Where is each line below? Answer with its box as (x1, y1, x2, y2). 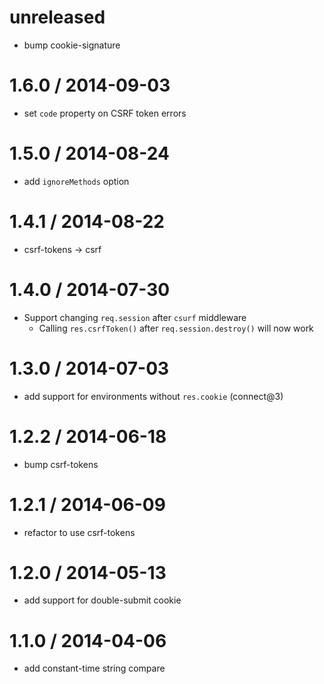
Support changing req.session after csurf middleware (23, 311, 247, 323)
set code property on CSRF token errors (23, 107, 187, 119)
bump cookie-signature (23, 39, 121, 51)
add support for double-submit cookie (23, 594, 182, 606)
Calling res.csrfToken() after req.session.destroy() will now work (38, 322, 314, 334)
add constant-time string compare (23, 662, 166, 675)
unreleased (9, 6, 106, 29)
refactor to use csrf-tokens (23, 526, 136, 538)
